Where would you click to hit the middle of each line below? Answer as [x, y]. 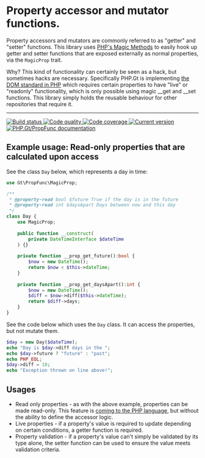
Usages [21, 389]
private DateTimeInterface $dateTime [76, 239]
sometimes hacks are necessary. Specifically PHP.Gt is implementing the [98, 78]
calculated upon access [53, 157]
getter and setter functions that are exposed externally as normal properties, [103, 53]
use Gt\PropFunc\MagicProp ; [42, 183]
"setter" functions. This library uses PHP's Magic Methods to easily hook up [102, 47]
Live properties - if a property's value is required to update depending [103, 423]
